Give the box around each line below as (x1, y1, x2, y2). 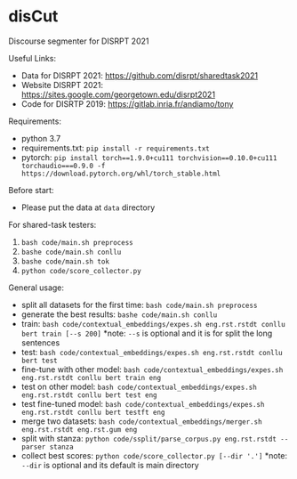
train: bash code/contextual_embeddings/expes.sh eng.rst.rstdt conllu (20, 318, 285, 329)
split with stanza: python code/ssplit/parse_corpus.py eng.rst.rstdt (20, 433, 277, 443)
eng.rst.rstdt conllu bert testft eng (20, 408, 165, 417)
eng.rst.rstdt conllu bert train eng (20, 373, 162, 382)
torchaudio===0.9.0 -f (20, 161, 106, 170)
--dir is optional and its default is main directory (20, 459, 199, 470)
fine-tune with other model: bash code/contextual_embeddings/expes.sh (20, 363, 284, 375)
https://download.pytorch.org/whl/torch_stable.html (20, 169, 221, 178)
